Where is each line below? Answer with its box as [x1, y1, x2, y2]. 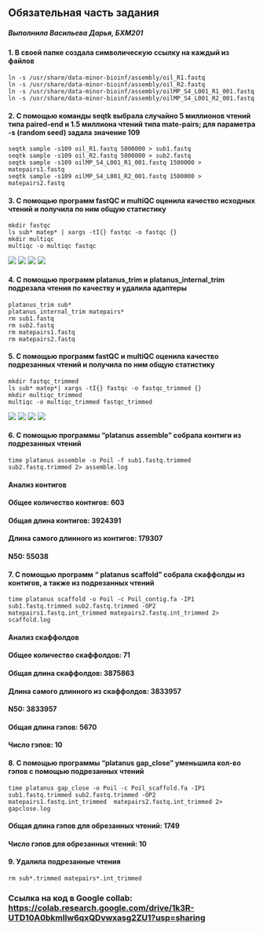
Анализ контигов [8, 480, 67, 489]
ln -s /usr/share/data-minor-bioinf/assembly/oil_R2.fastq [8, 80, 206, 89]
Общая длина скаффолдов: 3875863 [8, 668, 135, 677]
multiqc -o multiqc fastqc [8, 243, 97, 250]
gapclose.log [8, 805, 51, 812]
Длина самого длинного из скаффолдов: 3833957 [8, 686, 182, 696]
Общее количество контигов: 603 [8, 498, 125, 507]
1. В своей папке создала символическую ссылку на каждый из [8, 48, 230, 57]
